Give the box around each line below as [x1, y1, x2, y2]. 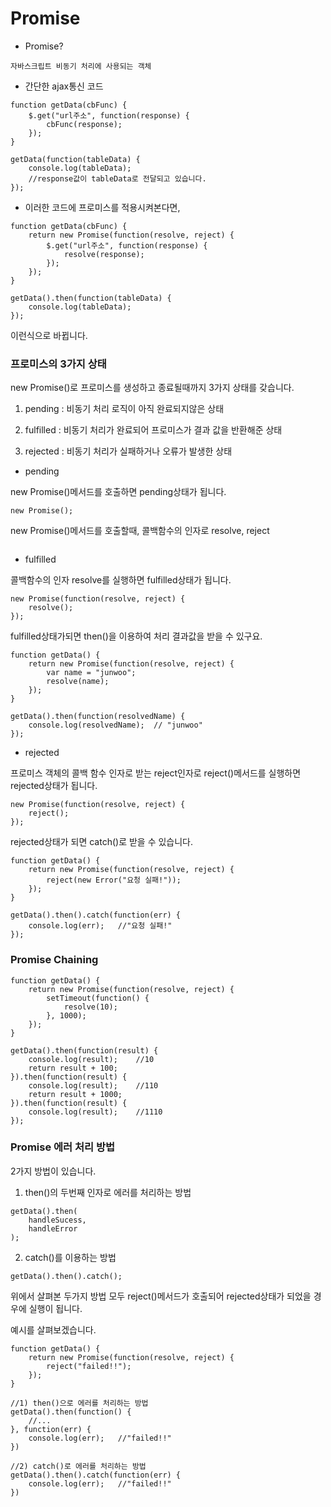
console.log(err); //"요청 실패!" [28, 921, 173, 931]
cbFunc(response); [46, 119, 123, 129]
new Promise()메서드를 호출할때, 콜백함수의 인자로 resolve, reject [10, 525, 270, 537]
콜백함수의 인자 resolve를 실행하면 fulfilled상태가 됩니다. [10, 574, 232, 586]
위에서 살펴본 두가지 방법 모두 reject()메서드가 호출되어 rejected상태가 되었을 [10, 1290, 312, 1302]
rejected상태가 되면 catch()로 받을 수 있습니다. [10, 836, 194, 848]
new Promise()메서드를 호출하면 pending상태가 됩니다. [10, 486, 227, 498]
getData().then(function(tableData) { [10, 293, 172, 303]
